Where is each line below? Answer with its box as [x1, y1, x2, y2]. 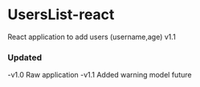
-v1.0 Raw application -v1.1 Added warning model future [7, 70, 192, 80]
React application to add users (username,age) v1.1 [7, 32, 176, 42]
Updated [7, 52, 42, 63]
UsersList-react [7, 6, 115, 24]
